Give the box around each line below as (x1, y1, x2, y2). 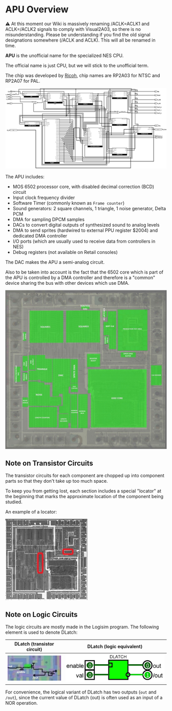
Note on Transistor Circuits (5, 459, 93, 468)
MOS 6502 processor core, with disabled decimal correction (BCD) (12, 184, 155, 190)
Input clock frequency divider (12, 194, 75, 200)
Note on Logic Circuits (5, 610, 78, 619)
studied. (5, 499, 23, 505)
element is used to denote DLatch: (5, 629, 78, 635)
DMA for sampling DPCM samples (12, 216, 85, 222)
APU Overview (5, 4, 69, 15)
